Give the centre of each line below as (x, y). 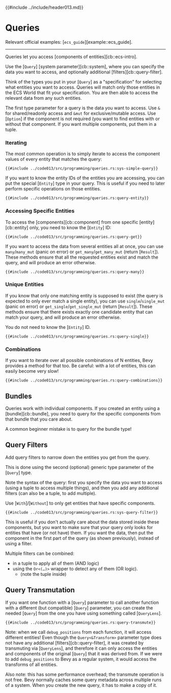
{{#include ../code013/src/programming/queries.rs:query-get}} (74, 237)
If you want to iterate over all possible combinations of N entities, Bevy (79, 361)
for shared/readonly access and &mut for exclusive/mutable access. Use (81, 113)
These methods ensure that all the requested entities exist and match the (82, 257)
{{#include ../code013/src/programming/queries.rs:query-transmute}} (81, 622)
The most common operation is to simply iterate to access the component (83, 154)
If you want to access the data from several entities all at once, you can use (84, 246)
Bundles (19, 396)
